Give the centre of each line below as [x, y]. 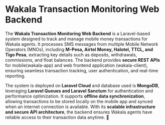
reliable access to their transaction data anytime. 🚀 [57, 117]
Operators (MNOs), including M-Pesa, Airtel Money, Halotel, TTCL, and [79, 49]
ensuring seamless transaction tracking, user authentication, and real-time [82, 70]
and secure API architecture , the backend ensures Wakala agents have [79, 112]
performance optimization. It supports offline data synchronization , [75, 96]
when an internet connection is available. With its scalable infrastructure [80, 107]
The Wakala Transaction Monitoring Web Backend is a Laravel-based [78, 33]
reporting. [15, 76]
